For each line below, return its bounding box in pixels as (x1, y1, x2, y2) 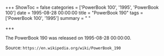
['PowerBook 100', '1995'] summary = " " (5, 15, 91, 21)
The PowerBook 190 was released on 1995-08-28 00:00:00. (5, 35, 131, 41)
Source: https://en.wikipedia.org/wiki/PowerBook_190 (5, 45, 121, 50)
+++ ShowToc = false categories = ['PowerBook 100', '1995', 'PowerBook (5, 5, 159, 10)
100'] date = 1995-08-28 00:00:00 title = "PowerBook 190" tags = (5, 10, 144, 16)
